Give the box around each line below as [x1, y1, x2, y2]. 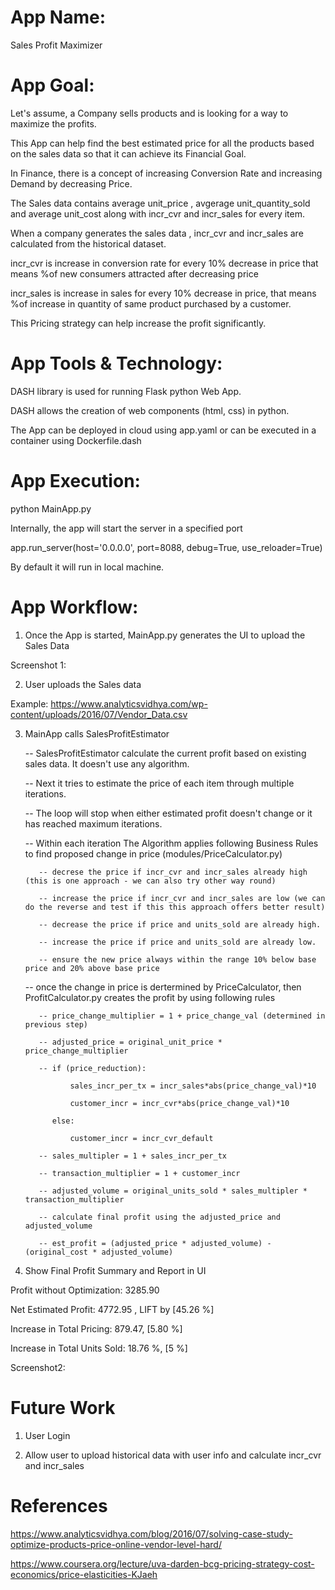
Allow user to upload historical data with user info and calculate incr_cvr [24, 1449, 322, 1461]
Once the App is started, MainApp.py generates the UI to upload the [24, 629, 306, 641]
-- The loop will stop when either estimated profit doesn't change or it [24, 807, 313, 819]
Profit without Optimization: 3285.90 [10, 1284, 160, 1296]
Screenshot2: [10, 1361, 66, 1373]
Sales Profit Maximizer [10, 39, 103, 51]
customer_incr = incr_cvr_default [69, 1133, 214, 1143]
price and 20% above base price [24, 963, 160, 973]
